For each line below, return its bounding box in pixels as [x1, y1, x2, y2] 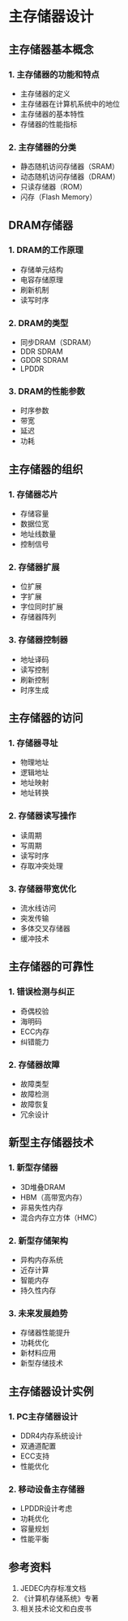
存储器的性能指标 [19, 119, 78, 129]
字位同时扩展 [19, 602, 63, 612]
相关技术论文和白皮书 [19, 1604, 92, 1614]
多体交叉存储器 [19, 924, 70, 934]
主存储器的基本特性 [19, 109, 85, 119]
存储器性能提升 [19, 1327, 70, 1338]
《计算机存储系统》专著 [19, 1593, 99, 1603]
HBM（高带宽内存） [19, 1192, 87, 1202]
